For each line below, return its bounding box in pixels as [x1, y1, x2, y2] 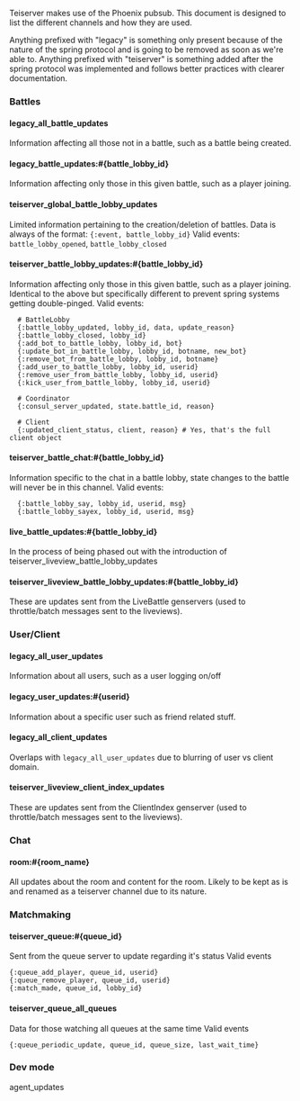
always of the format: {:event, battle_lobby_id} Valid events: [9, 229, 241, 239]
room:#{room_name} [9, 856, 90, 867]
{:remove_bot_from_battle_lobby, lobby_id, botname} [17, 355, 219, 364]
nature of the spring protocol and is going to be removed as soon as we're [9, 44, 284, 55]
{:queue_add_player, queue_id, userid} [9, 968, 159, 978]
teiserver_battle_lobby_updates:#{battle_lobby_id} [9, 258, 204, 269]
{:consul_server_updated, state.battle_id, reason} [17, 402, 216, 411]
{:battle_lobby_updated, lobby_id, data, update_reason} [17, 323, 235, 332]
